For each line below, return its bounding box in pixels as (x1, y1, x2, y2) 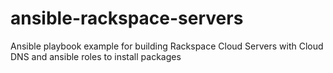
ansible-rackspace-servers (10, 7, 244, 30)
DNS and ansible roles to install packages (10, 50, 182, 62)
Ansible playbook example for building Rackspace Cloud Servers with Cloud (10, 40, 324, 52)
